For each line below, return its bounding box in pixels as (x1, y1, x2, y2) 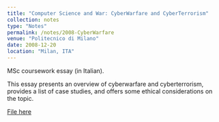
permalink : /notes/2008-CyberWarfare (7, 29, 115, 36)
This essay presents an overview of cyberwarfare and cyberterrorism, (7, 80, 204, 88)
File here (7, 107, 32, 116)
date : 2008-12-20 (7, 42, 57, 48)
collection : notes (7, 16, 59, 23)
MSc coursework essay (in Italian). (7, 66, 104, 75)
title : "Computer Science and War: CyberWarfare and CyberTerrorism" (7, 10, 209, 17)
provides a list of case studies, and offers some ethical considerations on (7, 87, 213, 95)
